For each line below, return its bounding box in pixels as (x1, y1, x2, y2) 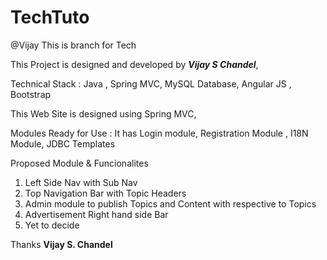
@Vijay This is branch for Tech (10, 39, 137, 51)
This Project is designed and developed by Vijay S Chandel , (10, 58, 259, 70)
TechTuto (10, 6, 90, 29)
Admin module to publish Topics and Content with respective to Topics (24, 197, 317, 210)
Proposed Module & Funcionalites (10, 157, 149, 169)
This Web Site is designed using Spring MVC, (10, 107, 197, 120)
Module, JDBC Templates (10, 137, 116, 150)
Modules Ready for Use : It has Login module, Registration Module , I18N (10, 127, 309, 139)
